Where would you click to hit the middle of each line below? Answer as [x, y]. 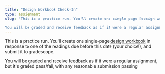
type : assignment [23, 14]
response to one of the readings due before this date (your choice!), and [78, 46]
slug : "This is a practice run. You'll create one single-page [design [80, 18]
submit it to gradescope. [30, 52]
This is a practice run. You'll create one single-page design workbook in [78, 41]
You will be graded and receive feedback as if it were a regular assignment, [81, 61]
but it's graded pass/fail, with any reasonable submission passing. [72, 66]
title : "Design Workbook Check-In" [41, 9]
